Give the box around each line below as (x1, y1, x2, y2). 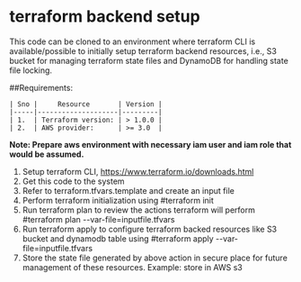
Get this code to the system (22, 176, 125, 186)
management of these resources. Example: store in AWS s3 (22, 261, 243, 272)
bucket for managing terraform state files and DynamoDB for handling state (9, 55, 289, 66)
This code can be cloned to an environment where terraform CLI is (9, 36, 256, 47)
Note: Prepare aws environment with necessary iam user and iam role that (9, 139, 292, 150)
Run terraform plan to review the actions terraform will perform (22, 205, 256, 215)
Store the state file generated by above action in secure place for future (22, 252, 288, 263)
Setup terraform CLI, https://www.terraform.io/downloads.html (22, 166, 254, 177)
